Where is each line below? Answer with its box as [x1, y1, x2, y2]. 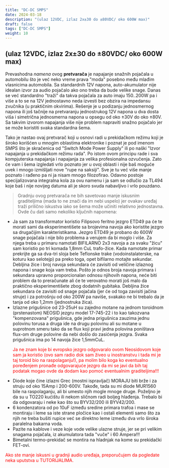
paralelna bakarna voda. [12, 420, 63, 427]
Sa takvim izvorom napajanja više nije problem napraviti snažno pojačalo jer [5, 119, 163, 125]
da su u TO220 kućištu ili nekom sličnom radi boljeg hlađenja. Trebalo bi [12, 394, 162, 400]
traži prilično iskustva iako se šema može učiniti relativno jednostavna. [17, 203, 164, 209]
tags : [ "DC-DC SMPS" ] [5, 26, 51, 31]
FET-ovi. [12, 442, 30, 448]
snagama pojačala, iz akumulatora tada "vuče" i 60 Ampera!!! [12, 431, 140, 437]
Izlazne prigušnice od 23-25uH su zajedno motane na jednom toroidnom [12, 304, 164, 310]
